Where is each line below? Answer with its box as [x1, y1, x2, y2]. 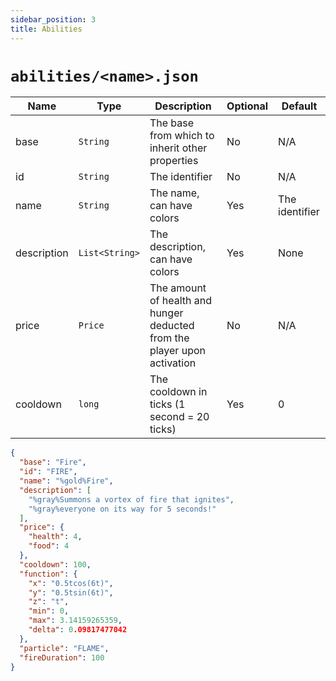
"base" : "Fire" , [19, 457, 87, 468]
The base [149, 116, 195, 130]
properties [149, 154, 199, 168]
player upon [149, 344, 206, 358]
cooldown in [149, 385, 208, 399]
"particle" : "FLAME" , [19, 643, 110, 653]
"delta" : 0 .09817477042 [28, 625, 128, 635]
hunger [149, 306, 184, 320]
